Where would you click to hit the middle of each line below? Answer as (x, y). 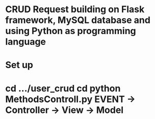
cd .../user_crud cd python (63, 88)
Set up (19, 65)
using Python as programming (71, 31)
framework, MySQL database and (78, 20)
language (26, 42)
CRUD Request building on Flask (75, 9)
